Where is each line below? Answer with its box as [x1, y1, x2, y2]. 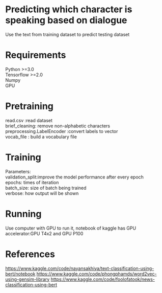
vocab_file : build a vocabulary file [5, 133, 77, 140]
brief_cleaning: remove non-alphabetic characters [5, 123, 111, 129]
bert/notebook [5, 271, 36, 277]
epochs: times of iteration [5, 179, 59, 185]
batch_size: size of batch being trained [5, 185, 87, 191]
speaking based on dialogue [5, 14, 127, 26]
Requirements [5, 50, 66, 61]
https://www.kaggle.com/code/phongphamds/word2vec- [36, 271, 157, 277]
